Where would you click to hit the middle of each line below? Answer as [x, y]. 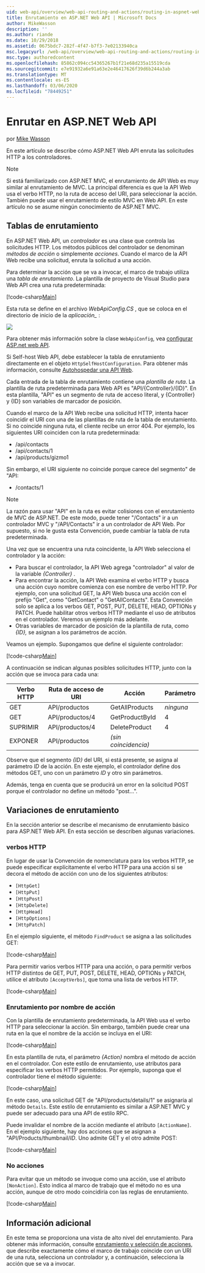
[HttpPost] [29, 899]
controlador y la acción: [36, 555]
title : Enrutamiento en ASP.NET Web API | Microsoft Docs [81, 18]
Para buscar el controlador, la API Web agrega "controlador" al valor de [105, 567]
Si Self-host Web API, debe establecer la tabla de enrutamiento [86, 357]
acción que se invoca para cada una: [53, 674]
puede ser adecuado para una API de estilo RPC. [68, 1113]
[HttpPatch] [30, 925]
